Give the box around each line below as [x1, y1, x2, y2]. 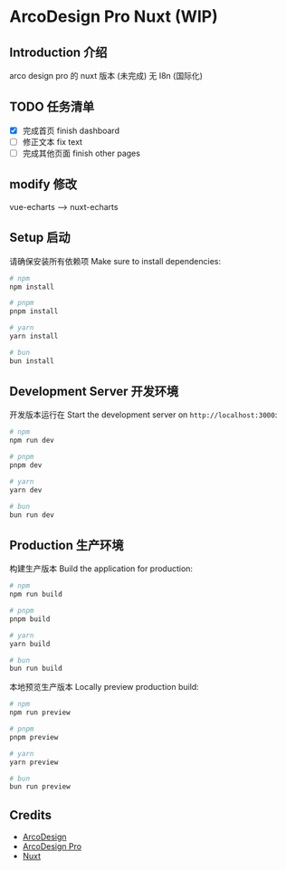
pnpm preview [9, 732, 59, 741]
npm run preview [9, 708, 71, 717]
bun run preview [9, 782, 71, 791]
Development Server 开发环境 [9, 384, 179, 399]
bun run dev [9, 510, 54, 520]
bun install [9, 356, 54, 366]
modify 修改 [9, 177, 77, 192]
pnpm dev [9, 461, 43, 470]
